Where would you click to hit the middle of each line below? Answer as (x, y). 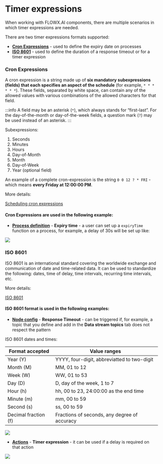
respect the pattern (31, 330)
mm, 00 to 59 (71, 399)
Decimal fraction (26, 414)
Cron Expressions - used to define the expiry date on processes (77, 46)
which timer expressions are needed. (42, 27)
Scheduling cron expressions (34, 204)
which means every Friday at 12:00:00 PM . (49, 185)
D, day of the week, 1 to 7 (84, 383)
